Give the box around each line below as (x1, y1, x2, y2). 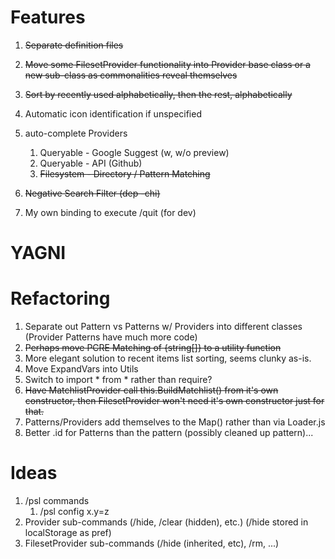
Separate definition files (24, 39, 124, 51)
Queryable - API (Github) (39, 157, 143, 169)
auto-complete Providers (24, 127, 128, 139)
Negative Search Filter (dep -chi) (24, 187, 161, 199)
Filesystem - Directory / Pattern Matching (39, 167, 211, 180)
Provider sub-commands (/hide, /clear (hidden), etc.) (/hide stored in (24, 516, 309, 528)
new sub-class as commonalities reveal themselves (24, 69, 238, 81)
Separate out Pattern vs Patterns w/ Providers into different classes (24, 321, 303, 333)
